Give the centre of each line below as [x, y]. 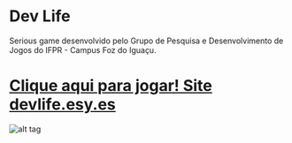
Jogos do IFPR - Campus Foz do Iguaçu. [83, 49]
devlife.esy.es [63, 105]
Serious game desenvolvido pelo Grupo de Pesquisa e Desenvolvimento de [146, 41]
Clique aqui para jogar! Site [111, 86]
